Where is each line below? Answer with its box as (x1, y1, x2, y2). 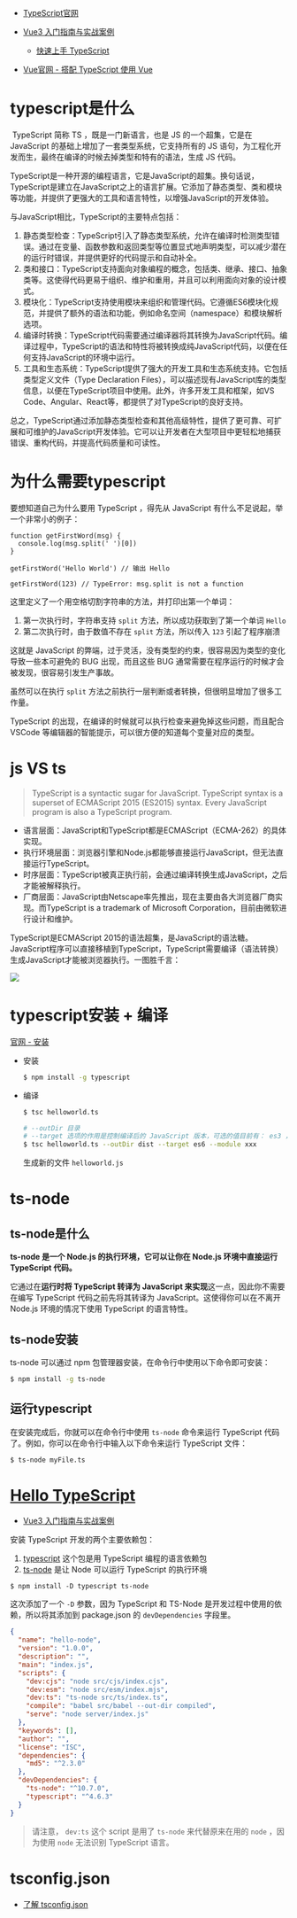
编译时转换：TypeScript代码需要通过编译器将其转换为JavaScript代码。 (22, 330, 280, 340)
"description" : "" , (18, 1652, 90, 1661)
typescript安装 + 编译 (10, 1006, 169, 1025)
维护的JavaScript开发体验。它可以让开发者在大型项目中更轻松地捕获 (33, 426, 282, 437)
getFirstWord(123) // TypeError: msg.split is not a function (10, 579, 244, 588)
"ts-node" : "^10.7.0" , (26, 1784, 110, 1793)
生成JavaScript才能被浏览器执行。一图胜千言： (10, 954, 181, 965)
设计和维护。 (30, 913, 78, 924)
